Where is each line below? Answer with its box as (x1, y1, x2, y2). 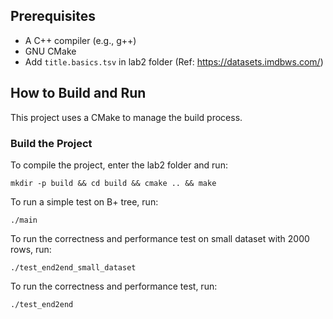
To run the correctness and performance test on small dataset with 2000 (10, 232, 310, 244)
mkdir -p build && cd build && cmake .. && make (10, 178, 217, 188)
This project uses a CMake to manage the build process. (10, 111, 243, 123)
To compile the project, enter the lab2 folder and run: (10, 159, 228, 171)
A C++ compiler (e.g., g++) (24, 34, 137, 46)
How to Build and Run (10, 85, 147, 102)
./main (10, 215, 38, 225)
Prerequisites (10, 8, 96, 25)
